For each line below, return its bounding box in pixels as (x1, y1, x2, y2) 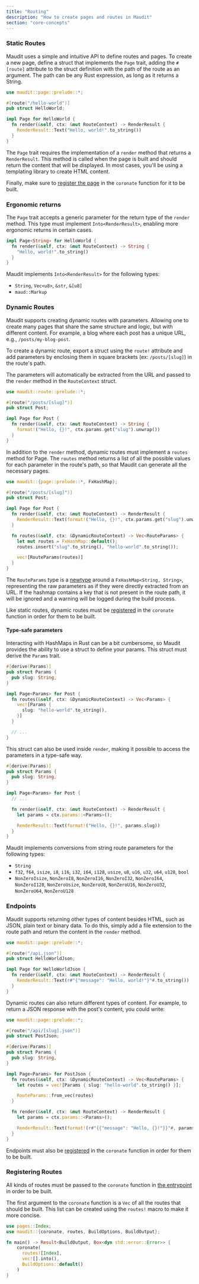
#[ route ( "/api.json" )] (6, 950, 62, 956)
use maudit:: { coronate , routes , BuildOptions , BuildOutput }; (6, 1228, 161, 1235)
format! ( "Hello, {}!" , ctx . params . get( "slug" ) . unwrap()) (17, 427, 161, 433)
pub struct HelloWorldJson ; (6, 956, 76, 962)
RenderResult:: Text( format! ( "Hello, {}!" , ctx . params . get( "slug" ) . (17, 516, 187, 523)
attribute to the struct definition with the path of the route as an (26, 65, 180, 72)
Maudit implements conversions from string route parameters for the (6, 845, 174, 852)
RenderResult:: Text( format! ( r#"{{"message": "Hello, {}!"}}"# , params (17, 1125, 195, 1131)
